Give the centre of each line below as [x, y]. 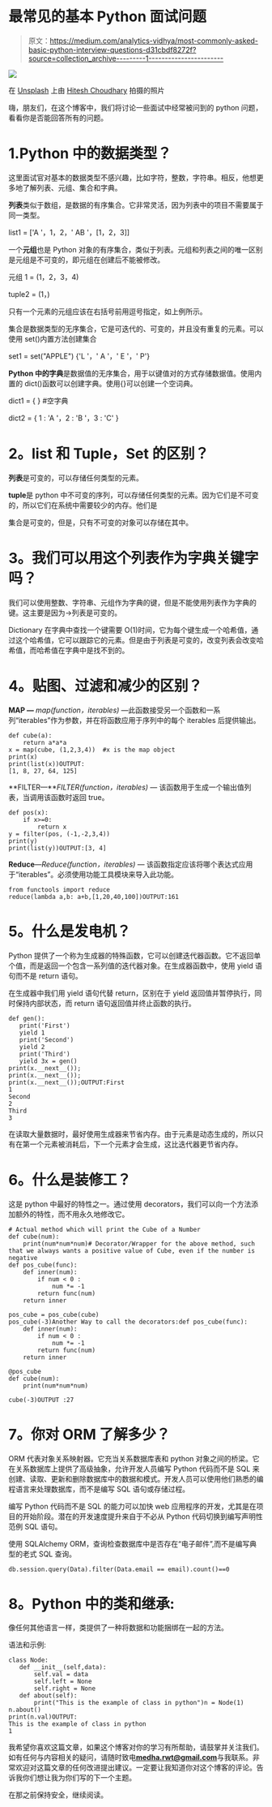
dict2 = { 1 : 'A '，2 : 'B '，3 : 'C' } [64, 418]
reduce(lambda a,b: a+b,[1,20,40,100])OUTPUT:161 [94, 897]
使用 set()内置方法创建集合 [53, 338]
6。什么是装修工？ [70, 1179]
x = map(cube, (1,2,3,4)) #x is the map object [92, 750]
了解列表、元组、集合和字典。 [72, 187]
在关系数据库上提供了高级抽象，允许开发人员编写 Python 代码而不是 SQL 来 [134, 1469]
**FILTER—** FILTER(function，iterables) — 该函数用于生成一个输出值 [126, 787]
